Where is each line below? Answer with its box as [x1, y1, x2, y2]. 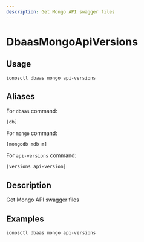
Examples [6, 214, 44, 224]
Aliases [6, 91, 35, 102]
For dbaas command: [6, 107, 57, 115]
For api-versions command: [6, 152, 77, 159]
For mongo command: [6, 129, 57, 137]
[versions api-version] [6, 164, 67, 170]
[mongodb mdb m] [6, 142, 47, 148]
